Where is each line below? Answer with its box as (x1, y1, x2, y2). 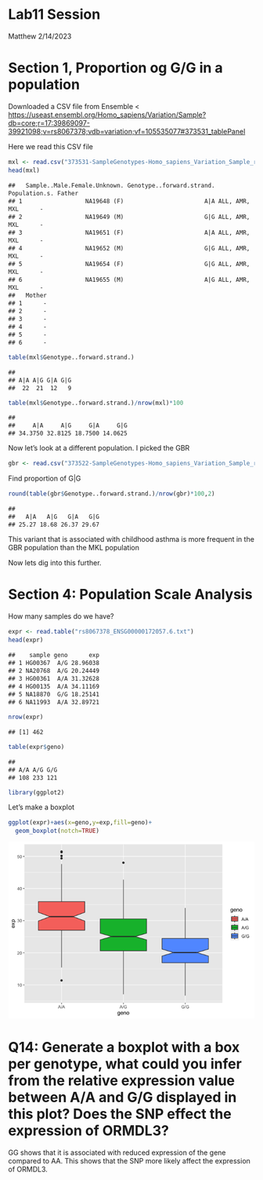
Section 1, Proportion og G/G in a (8, 59, 223, 77)
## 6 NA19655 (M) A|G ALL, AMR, (8, 276, 250, 283)
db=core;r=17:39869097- (8, 118, 90, 127)
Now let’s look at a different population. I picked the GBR (8, 444, 190, 453)
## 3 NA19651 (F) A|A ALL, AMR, (8, 228, 250, 236)
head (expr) (8, 636, 44, 644)
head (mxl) (8, 166, 41, 174)
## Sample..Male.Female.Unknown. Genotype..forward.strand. (8, 181, 215, 189)
